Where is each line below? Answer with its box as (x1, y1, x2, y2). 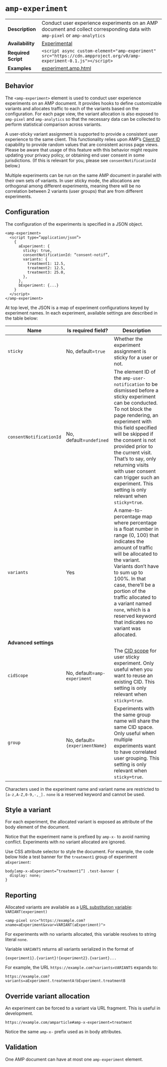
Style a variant (5, 806, 51, 814)
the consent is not (114, 436, 156, 443)
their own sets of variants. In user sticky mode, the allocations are (5, 177, 140, 183)
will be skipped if (114, 430, 154, 437)
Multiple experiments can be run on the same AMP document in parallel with (5, 172, 162, 178)
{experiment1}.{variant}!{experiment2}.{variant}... (5, 956, 117, 961)
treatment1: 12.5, (27, 261, 66, 266)
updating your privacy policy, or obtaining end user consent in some (5, 152, 145, 158)
